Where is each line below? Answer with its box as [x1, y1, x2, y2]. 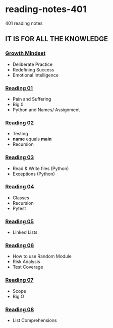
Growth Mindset [5, 50, 46, 57]
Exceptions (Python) [12, 171, 55, 177]
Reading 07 [5, 277, 34, 284]
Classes [12, 195, 29, 201]
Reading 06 [5, 242, 34, 249]
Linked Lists [12, 229, 38, 235]
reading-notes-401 [5, 4, 87, 15]
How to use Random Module [12, 253, 72, 260]
